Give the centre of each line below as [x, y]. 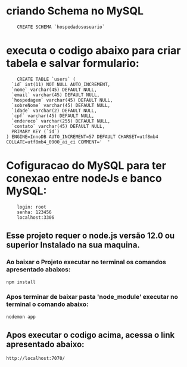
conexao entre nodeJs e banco [84, 178]
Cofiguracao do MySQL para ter [86, 166]
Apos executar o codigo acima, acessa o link [91, 335]
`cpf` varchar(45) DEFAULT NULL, [53, 116]
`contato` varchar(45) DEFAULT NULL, [58, 126]
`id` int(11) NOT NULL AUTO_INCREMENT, [61, 84]
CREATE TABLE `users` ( [46, 79]
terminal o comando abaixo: [47, 304]
